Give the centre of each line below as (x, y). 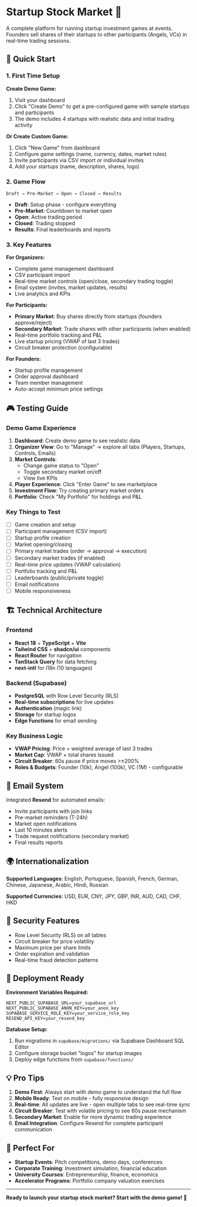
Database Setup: (27, 1029)
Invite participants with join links (53, 811)
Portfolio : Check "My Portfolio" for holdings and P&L (78, 496)
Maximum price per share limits (52, 947)
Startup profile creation (43, 538)
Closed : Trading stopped (45, 223)
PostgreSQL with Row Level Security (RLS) (67, 696)
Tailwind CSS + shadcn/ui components (62, 649)
